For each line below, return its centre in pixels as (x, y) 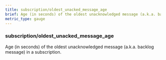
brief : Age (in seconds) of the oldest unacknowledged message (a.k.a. (80, 14)
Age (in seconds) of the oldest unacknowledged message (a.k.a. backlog (80, 47)
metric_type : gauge (25, 19)
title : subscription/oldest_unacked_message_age (56, 10)
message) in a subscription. (33, 52)
